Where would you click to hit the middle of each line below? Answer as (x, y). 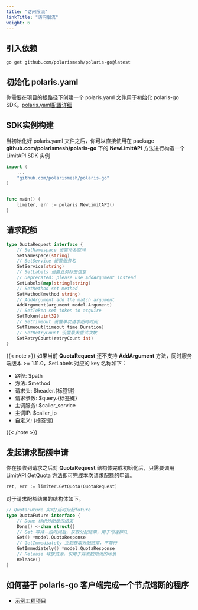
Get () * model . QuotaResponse (51, 538)
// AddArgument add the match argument (66, 300)
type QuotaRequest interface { (45, 244)
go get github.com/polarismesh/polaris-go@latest (69, 62)
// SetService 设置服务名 (46, 261)
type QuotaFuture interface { (43, 515)
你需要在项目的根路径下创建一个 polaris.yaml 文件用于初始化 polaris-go (92, 97)
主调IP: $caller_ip (36, 413)
